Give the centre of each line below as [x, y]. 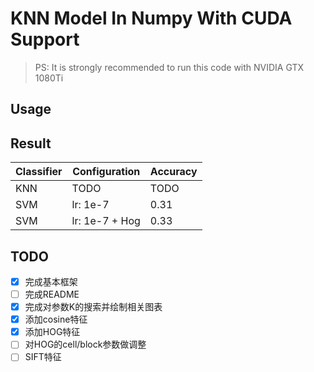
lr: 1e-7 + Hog [106, 221]
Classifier [39, 172]
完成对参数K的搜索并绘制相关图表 [93, 307]
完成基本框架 [51, 281]
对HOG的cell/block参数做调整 [85, 344]
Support [45, 39]
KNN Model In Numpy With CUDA [151, 18]
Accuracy [173, 172]
